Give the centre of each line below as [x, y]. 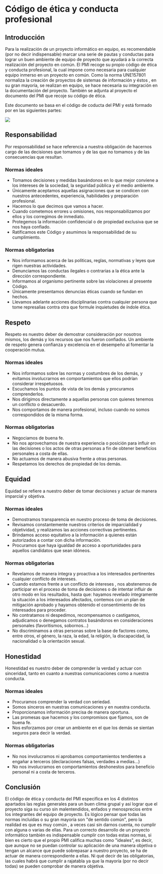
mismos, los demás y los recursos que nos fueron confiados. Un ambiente [80, 340]
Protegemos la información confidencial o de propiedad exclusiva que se [85, 222]
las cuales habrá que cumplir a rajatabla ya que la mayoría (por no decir [77, 861]
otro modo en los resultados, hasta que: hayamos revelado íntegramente [85, 594]
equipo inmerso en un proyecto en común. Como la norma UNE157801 [75, 75]
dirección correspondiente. [39, 276]
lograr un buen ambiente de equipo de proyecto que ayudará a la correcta [79, 59]
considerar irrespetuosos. [38, 384]
